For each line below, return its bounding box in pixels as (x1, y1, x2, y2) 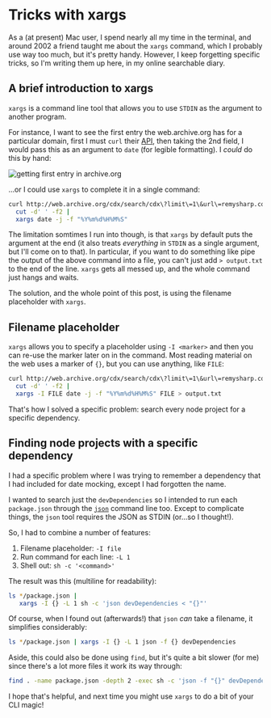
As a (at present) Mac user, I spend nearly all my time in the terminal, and (8, 32, 252, 42)
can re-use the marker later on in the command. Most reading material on (8, 350, 252, 361)
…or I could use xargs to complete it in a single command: (8, 184, 200, 194)
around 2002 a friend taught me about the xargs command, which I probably (8, 40, 263, 50)
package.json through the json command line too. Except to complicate (8, 503, 244, 513)
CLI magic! (8, 700, 44, 710)
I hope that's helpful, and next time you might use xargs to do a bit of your (8, 691, 254, 701)
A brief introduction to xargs (8, 82, 154, 95)
